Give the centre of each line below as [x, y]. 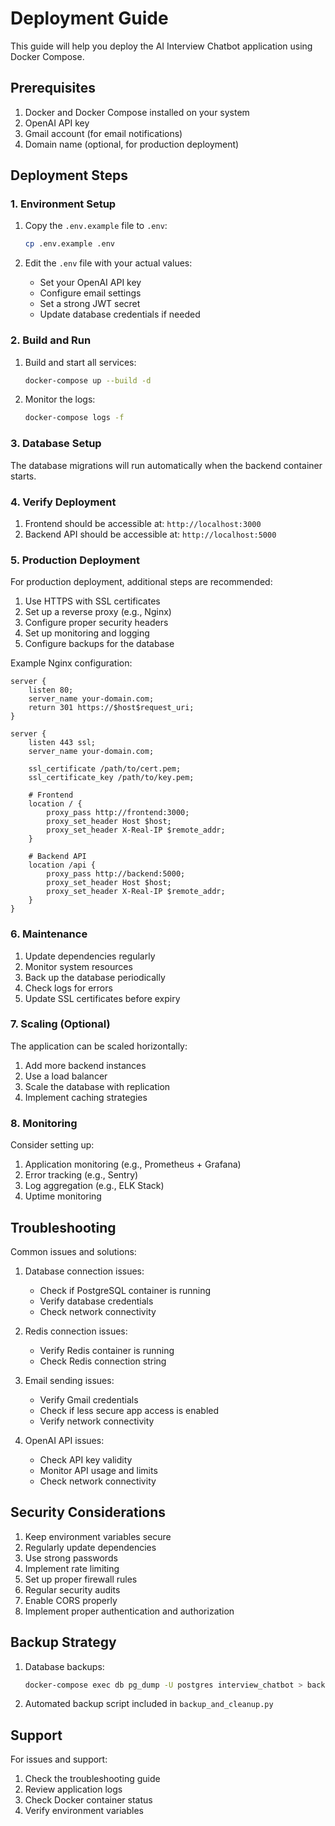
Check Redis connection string [103, 1361]
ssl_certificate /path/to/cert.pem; [105, 769]
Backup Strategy [63, 1642]
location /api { [62, 865]
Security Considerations [88, 1512]
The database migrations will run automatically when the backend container [166, 465]
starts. [23, 476]
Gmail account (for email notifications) [103, 133]
